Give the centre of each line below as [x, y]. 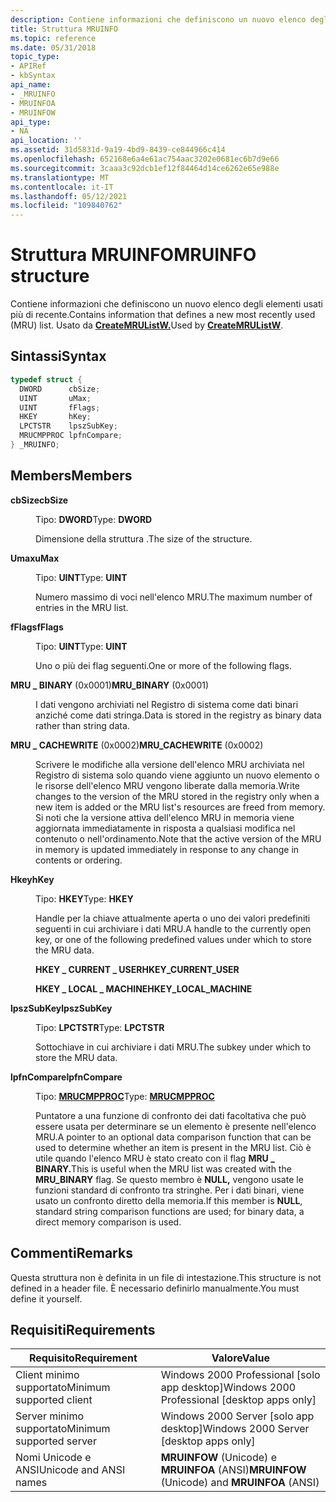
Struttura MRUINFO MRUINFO [133, 255]
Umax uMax [35, 558]
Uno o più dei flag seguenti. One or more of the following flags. [163, 665]
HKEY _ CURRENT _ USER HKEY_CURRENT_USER [137, 969]
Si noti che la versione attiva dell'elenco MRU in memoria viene [165, 817]
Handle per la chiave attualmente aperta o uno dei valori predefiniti [173, 918]
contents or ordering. [79, 860]
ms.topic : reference [53, 38]
